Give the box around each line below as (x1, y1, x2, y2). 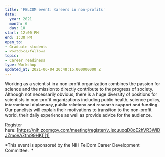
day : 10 (9, 26, 26, 31)
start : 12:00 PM (5, 30, 39, 35)
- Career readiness (5, 58, 46, 63)
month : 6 (9, 21, 28, 26)
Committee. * (5, 147, 34, 153)
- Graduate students (5, 44, 48, 49)
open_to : (5, 40, 23, 45)
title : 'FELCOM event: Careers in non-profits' (5, 7, 106, 12)
